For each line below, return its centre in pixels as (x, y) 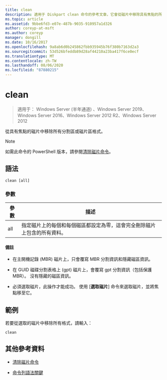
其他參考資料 (25, 349)
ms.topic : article (24, 19)
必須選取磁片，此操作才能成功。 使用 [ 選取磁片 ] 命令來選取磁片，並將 (83, 287)
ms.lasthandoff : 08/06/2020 (34, 65)
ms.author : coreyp (24, 33)
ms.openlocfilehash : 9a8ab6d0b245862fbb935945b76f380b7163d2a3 (72, 47)
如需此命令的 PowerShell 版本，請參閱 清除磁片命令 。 (59, 151)
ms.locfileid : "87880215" (32, 70)
